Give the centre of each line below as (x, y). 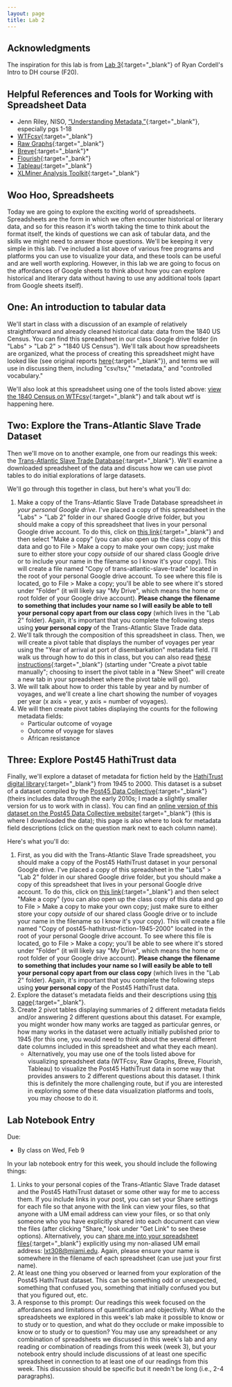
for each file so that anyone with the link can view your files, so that (113, 1207)
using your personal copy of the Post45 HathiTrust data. (98, 988)
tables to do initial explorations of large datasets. (77, 475)
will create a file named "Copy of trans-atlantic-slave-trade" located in (117, 568)
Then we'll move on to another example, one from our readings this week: (113, 453)
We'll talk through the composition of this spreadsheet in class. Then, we (121, 635)
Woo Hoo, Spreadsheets (61, 195)
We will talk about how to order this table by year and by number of (113, 686)
